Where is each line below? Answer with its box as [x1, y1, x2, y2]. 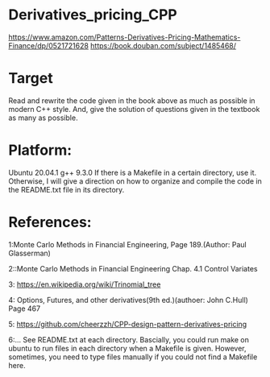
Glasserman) [8, 248, 51, 258]
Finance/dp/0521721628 [8, 40, 89, 50]
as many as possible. [8, 113, 78, 122]
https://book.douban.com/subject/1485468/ [89, 40, 236, 50]
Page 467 [8, 304, 41, 313]
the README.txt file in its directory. [8, 184, 125, 194]
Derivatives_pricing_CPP [8, 6, 177, 24]
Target [8, 69, 54, 88]
